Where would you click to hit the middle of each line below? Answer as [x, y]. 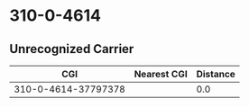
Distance [216, 74]
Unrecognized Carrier [72, 49]
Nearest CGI [161, 74]
